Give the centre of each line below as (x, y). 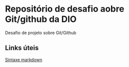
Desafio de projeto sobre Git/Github (41, 33)
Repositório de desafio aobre (65, 9)
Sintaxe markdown (24, 60)
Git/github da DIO (41, 19)
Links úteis (22, 48)
